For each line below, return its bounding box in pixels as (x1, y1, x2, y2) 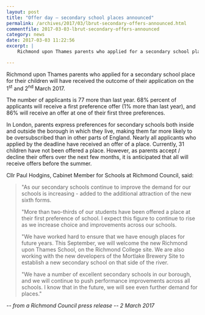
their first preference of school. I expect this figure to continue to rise (21, 214, 195, 222)
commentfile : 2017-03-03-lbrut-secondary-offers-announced (6, 26, 160, 32)
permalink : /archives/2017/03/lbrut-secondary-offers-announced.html (6, 20, 187, 26)
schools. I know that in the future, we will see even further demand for (21, 284, 198, 291)
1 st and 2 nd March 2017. (6, 83, 65, 92)
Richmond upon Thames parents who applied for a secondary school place (6, 71, 195, 78)
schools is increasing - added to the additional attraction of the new (21, 190, 192, 197)
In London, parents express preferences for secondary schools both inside (6, 121, 194, 129)
